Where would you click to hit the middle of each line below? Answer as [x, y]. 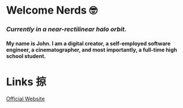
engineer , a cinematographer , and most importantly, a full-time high [91, 50]
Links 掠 [26, 82]
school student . [26, 56]
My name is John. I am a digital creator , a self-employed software [89, 43]
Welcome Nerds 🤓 [52, 10]
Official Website [26, 99]
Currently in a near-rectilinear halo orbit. [66, 29]
